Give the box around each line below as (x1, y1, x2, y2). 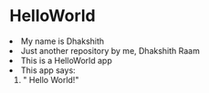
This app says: (21, 65, 76, 76)
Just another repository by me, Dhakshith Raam (21, 45, 201, 56)
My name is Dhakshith (21, 36, 105, 46)
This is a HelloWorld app (21, 55, 112, 66)
